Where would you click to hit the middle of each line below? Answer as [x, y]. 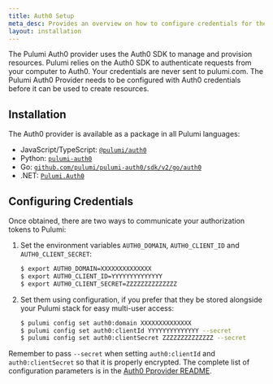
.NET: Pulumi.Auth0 [52, 176]
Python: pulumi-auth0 [56, 159]
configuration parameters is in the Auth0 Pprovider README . [110, 371]
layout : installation [45, 31]
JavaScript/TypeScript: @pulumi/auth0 [83, 150]
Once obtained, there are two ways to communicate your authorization [127, 221]
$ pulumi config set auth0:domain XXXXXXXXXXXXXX [106, 323]
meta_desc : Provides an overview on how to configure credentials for [130, 24]
